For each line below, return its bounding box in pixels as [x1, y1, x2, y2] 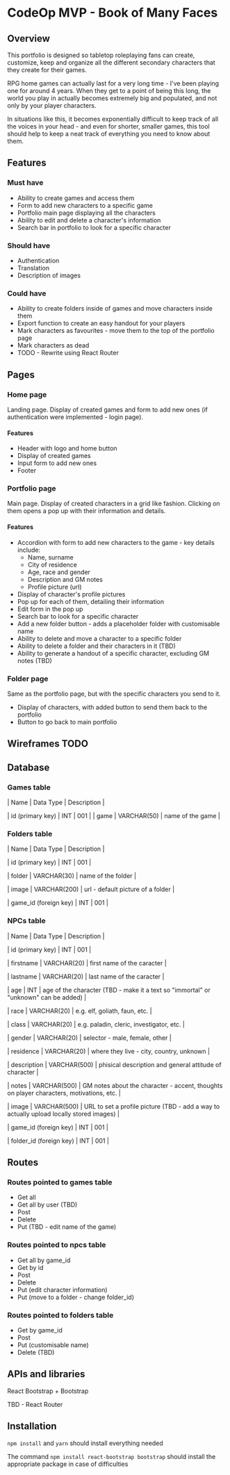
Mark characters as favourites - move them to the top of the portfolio [17, 327, 215, 335]
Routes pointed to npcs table [7, 1240, 106, 1250]
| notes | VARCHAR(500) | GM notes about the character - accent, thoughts [7, 1081, 223, 1089]
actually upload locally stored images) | [7, 1109, 120, 1118]
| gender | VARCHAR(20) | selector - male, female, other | [7, 1034, 172, 1042]
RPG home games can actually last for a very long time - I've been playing [7, 79, 220, 88]
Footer [17, 466, 37, 475]
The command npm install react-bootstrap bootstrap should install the [7, 1452, 216, 1460]
